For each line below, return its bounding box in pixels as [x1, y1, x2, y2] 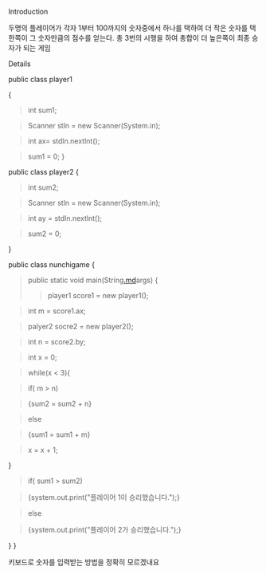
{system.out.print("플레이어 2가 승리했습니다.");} [27, 525, 182, 534]
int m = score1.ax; [27, 306, 86, 316]
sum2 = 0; [27, 229, 62, 238]
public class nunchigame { [8, 260, 96, 269]
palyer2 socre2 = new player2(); [27, 322, 134, 331]
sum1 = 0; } [27, 151, 65, 161]
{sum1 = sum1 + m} [27, 430, 91, 439]
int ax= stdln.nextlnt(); [27, 136, 100, 146]
